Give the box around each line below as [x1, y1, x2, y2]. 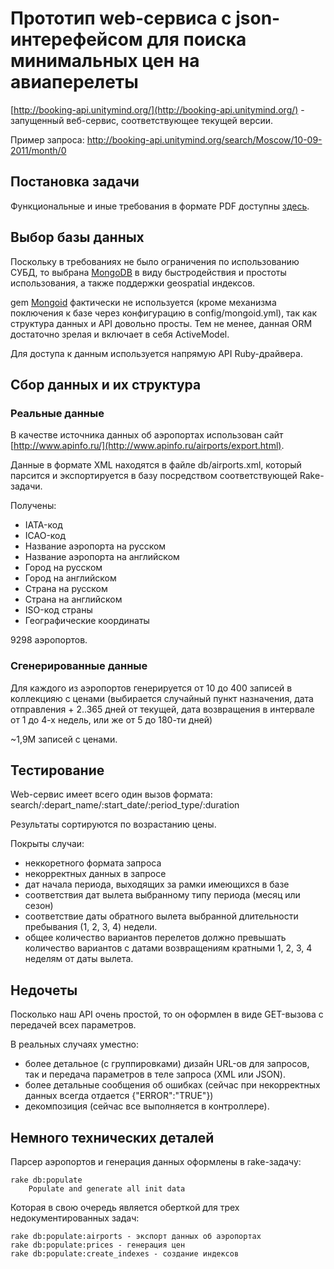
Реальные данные [10, 406, 105, 420]
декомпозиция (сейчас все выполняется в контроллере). [24, 1100, 270, 1112]
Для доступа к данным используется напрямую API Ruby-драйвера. [10, 347, 303, 359]
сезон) [24, 900, 54, 912]
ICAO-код [24, 530, 67, 542]
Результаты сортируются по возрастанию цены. [10, 818, 217, 831]
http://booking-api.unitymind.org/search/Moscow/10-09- [86, 133, 323, 146]
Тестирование [10, 762, 105, 779]
